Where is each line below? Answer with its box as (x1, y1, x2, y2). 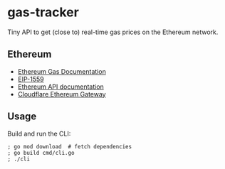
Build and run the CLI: (7, 129, 71, 138)
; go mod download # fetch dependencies (7, 143, 132, 150)
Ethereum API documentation (17, 82, 105, 91)
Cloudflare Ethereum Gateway (17, 89, 106, 98)
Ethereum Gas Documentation (17, 67, 107, 75)
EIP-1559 (17, 75, 44, 83)
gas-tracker (7, 4, 80, 21)
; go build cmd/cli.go (7, 149, 75, 156)
